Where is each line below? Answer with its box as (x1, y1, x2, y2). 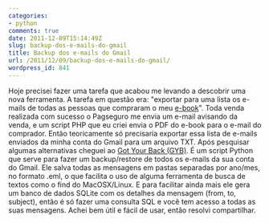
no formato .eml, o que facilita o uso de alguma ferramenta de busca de (8, 171, 247, 180)
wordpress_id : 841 (8, 64, 70, 72)
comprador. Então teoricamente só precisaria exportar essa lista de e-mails (8, 128, 258, 138)
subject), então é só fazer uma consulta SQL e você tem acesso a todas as (8, 197, 256, 206)
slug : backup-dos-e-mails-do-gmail (8, 42, 128, 50)
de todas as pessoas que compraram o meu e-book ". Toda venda (27, 103, 245, 112)
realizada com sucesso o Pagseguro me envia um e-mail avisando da (8, 111, 238, 121)
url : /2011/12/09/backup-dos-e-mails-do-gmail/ (8, 57, 171, 65)
